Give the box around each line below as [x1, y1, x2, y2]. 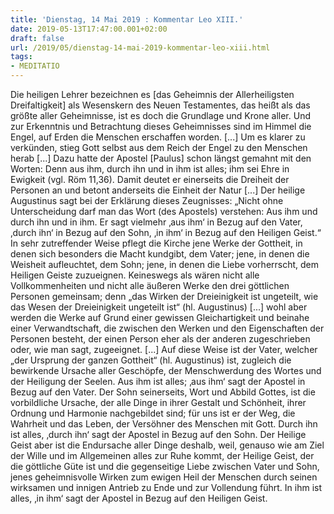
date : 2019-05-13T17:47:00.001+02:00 [10, 24, 168, 34]
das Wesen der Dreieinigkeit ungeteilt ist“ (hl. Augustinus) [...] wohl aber [10, 301, 308, 313]
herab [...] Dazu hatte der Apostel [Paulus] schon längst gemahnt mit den [10, 152, 312, 164]
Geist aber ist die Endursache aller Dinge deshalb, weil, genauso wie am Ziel [10, 439, 325, 451]
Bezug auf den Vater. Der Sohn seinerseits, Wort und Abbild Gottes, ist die [10, 386, 316, 398]
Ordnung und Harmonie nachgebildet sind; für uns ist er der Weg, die [10, 407, 296, 419]
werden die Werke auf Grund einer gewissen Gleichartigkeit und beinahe [10, 312, 310, 323]
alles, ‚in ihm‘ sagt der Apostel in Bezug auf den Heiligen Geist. [10, 492, 268, 504]
